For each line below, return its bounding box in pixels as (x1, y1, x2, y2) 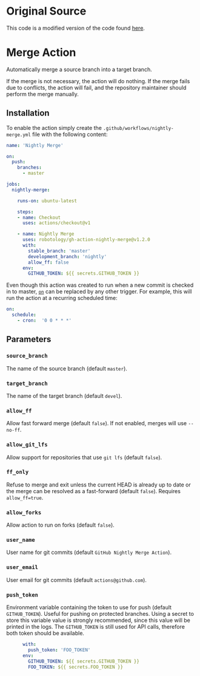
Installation (6, 108, 50, 118)
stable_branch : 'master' (28, 248, 91, 254)
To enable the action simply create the (6, 124, 102, 131)
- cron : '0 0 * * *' (17, 318, 72, 324)
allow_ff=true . (6, 494, 44, 501)
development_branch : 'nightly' (28, 253, 107, 259)
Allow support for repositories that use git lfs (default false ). (6, 454, 162, 461)
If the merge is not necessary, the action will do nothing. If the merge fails (6, 77, 190, 84)
